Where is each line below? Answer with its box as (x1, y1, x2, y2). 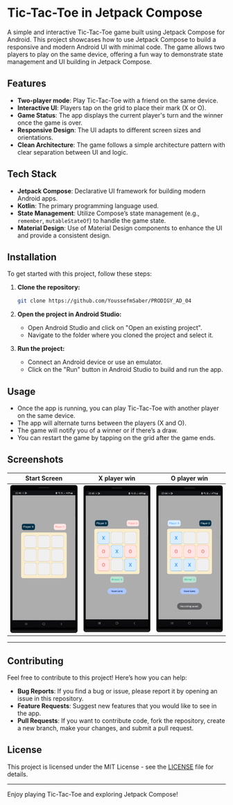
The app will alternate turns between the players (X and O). (17, 419, 187, 428)
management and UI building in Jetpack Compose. (7, 57, 153, 65)
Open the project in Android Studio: (17, 310, 122, 318)
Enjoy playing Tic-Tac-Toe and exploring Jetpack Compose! (7, 790, 178, 798)
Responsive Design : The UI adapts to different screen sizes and (17, 125, 201, 134)
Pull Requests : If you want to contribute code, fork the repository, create (17, 716, 225, 725)
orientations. (17, 133, 53, 141)
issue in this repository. (17, 694, 85, 703)
